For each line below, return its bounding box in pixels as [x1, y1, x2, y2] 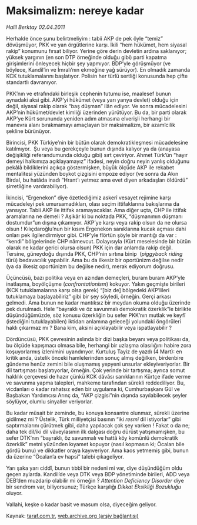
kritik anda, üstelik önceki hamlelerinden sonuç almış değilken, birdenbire [6, 354, 184, 361]
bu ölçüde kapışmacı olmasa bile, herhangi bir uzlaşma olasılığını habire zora [6, 342, 192, 349]
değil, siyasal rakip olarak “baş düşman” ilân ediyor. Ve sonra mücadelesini [6, 102, 187, 109]
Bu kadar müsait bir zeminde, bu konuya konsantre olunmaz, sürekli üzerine [6, 409, 190, 416]
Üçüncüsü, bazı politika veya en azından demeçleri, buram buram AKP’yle [6, 274, 185, 281]
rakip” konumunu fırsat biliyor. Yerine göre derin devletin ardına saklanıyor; [6, 47, 187, 54]
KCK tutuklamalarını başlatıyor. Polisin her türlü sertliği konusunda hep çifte [6, 72, 188, 79]
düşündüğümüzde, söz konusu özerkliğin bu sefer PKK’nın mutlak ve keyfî [6, 312, 186, 319]
